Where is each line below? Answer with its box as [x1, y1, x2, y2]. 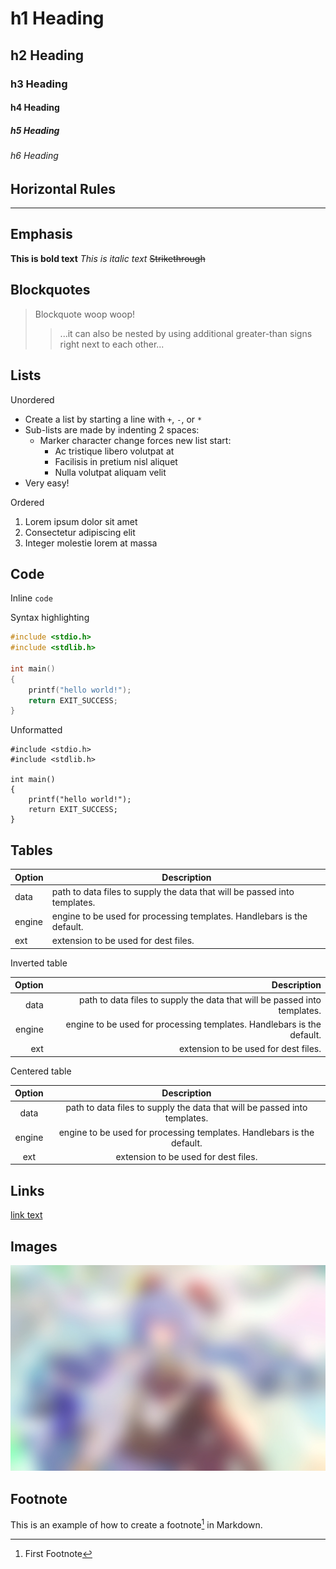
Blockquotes [10, 282, 91, 299]
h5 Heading [10, 124, 60, 136]
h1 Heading [10, 7, 105, 30]
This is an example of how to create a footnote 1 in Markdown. [10, 1517, 263, 1531]
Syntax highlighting [10, 612, 90, 624]
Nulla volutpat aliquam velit [54, 466, 167, 478]
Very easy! [24, 477, 70, 489]
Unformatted [10, 724, 63, 736]
